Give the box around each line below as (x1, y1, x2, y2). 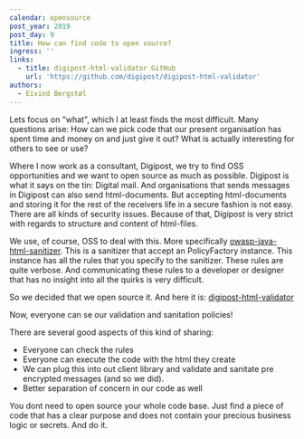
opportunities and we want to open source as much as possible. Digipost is (9, 169, 290, 181)
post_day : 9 (9, 30, 54, 39)
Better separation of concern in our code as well (22, 382, 204, 394)
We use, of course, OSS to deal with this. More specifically (9, 235, 228, 246)
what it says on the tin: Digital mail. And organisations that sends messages (9, 179, 290, 190)
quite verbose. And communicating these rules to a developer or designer (9, 264, 285, 275)
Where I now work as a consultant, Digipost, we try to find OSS (9, 160, 244, 171)
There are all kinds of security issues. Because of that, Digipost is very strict (9, 208, 294, 219)
